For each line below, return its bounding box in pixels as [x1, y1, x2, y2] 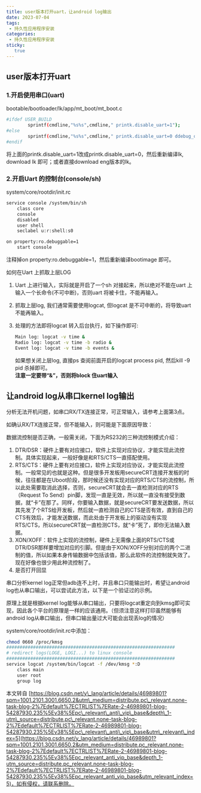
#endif [6, 139, 23, 145]
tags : [6, 20, 20, 26]
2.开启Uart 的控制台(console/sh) [6, 175, 102, 183]
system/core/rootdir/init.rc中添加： [6, 627, 92, 634]
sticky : [6, 43, 26, 49]
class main [17, 666, 44, 672]
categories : [6, 31, 36, 37]
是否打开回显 [14, 566, 47, 573]
